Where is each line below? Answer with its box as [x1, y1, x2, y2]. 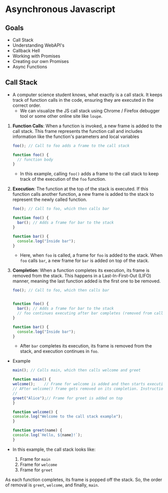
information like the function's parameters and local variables [12, 133, 139, 139]
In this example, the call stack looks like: [12, 446, 96, 452]
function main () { [12, 377, 51, 382]
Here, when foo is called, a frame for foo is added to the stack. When [20, 252, 163, 258]
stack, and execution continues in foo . [20, 348, 99, 355]
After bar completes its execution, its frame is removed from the [20, 343, 152, 349]
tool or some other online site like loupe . [20, 113, 103, 119]
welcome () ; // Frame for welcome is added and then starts [12, 382, 145, 387]
